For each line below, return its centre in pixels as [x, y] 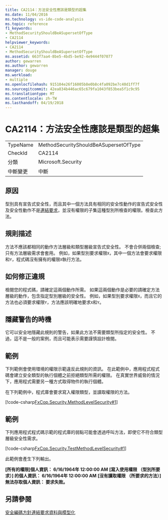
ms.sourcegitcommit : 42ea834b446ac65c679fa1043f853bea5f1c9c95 [72, 89]
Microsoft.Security [60, 162]
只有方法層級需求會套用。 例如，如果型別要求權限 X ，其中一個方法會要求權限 [84, 253]
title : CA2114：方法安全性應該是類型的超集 [46, 10]
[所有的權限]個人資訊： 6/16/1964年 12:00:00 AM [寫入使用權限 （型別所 [80, 469]
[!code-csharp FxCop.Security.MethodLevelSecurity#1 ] [61, 402]
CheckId [17, 153]
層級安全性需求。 [23, 438]
